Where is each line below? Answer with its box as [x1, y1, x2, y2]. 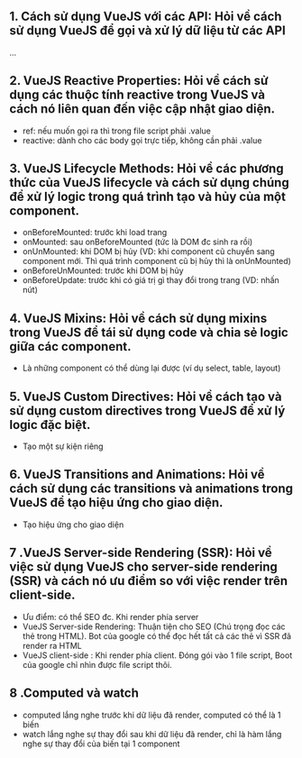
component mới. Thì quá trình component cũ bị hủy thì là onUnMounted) [22, 256, 291, 267]
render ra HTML [22, 640, 83, 651]
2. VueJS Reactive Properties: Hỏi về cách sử [9, 73, 269, 88]
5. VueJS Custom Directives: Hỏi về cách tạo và [9, 388, 282, 404]
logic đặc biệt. [9, 416, 91, 433]
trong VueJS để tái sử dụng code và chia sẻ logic [9, 324, 288, 340]
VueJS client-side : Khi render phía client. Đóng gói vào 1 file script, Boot [22, 650, 293, 661]
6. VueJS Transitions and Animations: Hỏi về [9, 467, 265, 482]
